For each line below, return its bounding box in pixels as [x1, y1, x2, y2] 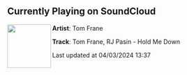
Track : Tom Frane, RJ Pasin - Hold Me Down [52, 37, 180, 46]
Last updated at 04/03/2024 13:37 [52, 51, 151, 59]
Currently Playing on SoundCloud [7, 6, 156, 17]
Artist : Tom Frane [52, 24, 103, 32]
